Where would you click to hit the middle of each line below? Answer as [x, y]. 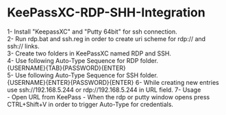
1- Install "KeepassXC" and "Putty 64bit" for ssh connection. [92, 31]
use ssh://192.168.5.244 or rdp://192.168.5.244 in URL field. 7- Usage [104, 90]
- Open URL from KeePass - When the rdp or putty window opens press [109, 97]
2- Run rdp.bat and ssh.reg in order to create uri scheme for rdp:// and [106, 38]
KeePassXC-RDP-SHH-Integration [106, 13]
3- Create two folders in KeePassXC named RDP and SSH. [89, 53]
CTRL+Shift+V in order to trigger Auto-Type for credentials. [90, 104]
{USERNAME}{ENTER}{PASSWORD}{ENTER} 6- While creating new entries [113, 82]
